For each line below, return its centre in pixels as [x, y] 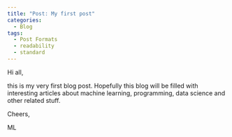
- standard [29, 53]
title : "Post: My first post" [51, 14]
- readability [34, 46]
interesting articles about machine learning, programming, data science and [116, 93]
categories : [24, 20]
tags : [15, 33]
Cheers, [19, 114]
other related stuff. [34, 100]
